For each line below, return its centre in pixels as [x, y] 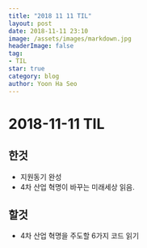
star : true [27, 69]
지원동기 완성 [41, 177]
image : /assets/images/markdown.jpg [70, 38]
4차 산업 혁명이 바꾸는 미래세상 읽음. [77, 186]
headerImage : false [41, 46]
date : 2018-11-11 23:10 [48, 31]
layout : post [30, 24]
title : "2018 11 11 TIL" [50, 16]
